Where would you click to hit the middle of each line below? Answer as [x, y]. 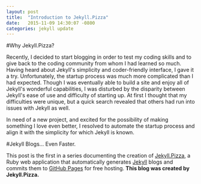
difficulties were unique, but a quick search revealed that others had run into [100, 102]
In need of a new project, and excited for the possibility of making [87, 120]
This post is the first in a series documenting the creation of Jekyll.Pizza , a [98, 156]
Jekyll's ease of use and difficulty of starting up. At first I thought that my [97, 95]
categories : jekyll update [40, 28]
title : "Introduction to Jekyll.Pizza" [58, 17]
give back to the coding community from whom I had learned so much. [94, 64]
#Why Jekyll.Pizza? [30, 46]
